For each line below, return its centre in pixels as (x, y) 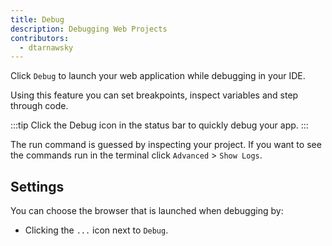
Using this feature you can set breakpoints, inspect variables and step (154, 95)
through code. (39, 106)
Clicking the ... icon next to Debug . (96, 230)
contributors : (40, 38)
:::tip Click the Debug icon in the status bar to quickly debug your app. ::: (159, 125)
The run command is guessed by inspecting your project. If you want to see (166, 145)
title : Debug (37, 19)
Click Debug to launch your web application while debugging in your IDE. (158, 76)
